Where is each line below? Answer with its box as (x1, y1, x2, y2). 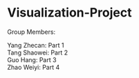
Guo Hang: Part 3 (7, 55, 57, 64)
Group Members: (7, 28, 56, 36)
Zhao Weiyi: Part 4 (7, 63, 60, 71)
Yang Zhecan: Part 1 (7, 41, 64, 49)
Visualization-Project (7, 5, 132, 21)
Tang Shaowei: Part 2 (7, 48, 68, 57)
